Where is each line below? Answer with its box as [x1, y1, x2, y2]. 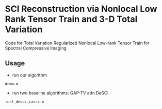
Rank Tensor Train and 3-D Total [5, 14, 138, 25]
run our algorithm [12, 72, 47, 78]
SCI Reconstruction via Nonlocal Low [5, 3, 158, 15]
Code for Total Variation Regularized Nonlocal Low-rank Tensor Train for [5, 40, 150, 46]
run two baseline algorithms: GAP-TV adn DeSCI [12, 90, 109, 95]
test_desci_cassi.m [5, 99, 45, 104]
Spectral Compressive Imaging [5, 45, 66, 51]
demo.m [5, 81, 18, 86]
